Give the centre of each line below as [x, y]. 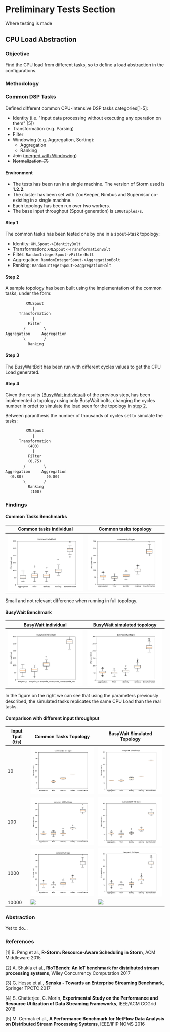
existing [21, 200]
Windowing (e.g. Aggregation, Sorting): [53, 139]
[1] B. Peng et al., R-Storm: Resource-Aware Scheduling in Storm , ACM [80, 952]
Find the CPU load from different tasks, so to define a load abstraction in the [85, 65]
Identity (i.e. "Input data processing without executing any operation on [87, 118]
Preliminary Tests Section [60, 9]
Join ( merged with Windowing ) [45, 155]
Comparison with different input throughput [52, 718]
